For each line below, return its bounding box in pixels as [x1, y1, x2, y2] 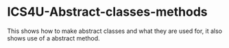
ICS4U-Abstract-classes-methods [7, 4, 208, 20]
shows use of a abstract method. [7, 34, 101, 42]
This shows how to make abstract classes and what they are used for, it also [7, 27, 223, 35]
